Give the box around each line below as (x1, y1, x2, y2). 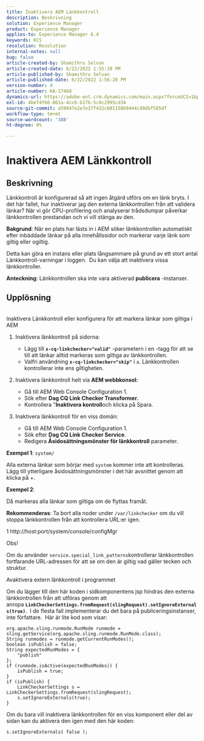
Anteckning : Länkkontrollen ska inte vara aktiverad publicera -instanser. (6, 275, 188, 282)
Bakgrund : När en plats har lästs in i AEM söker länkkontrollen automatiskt (6, 225, 192, 233)
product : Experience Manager (6, 26, 80, 32)
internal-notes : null (6, 49, 61, 55)
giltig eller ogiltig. (6, 238, 50, 245)
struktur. (6, 564, 27, 571)
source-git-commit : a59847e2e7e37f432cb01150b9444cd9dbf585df (6, 105, 167, 111)
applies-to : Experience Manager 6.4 (6, 32, 99, 38)
